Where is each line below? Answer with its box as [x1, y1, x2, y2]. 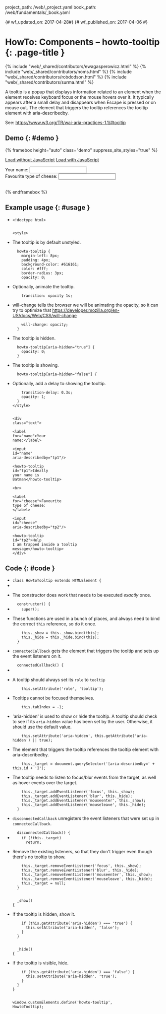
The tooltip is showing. [12, 362, 59, 368]
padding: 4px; [21, 258, 51, 263]
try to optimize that [12, 307, 51, 313]
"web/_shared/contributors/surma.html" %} [5, 79, 94, 85]
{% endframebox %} [5, 189, 48, 195]
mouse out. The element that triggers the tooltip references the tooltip [5, 104, 148, 111]
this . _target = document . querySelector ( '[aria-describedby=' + [21, 761, 155, 766]
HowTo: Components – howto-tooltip [5, 37, 160, 48]
